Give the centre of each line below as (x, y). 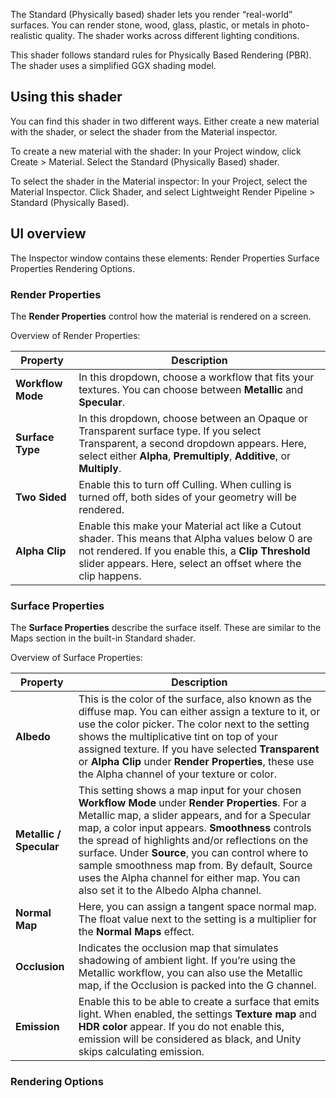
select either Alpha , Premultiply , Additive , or (185, 456)
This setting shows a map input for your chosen (190, 791)
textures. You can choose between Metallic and (191, 389)
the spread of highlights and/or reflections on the (193, 841)
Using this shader (66, 97)
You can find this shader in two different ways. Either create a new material (165, 121)
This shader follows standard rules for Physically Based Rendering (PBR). (161, 55)
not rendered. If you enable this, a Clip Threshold (194, 551)
